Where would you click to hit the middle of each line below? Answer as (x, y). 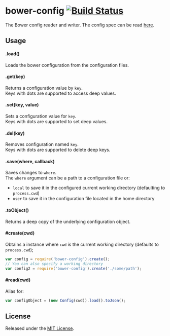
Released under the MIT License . (40, 328)
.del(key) (15, 133)
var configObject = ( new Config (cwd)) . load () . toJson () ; (65, 301)
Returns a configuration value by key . (44, 88)
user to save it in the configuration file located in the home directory (83, 199)
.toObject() (17, 210)
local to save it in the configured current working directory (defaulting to (89, 188)
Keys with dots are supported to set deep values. (57, 121)
